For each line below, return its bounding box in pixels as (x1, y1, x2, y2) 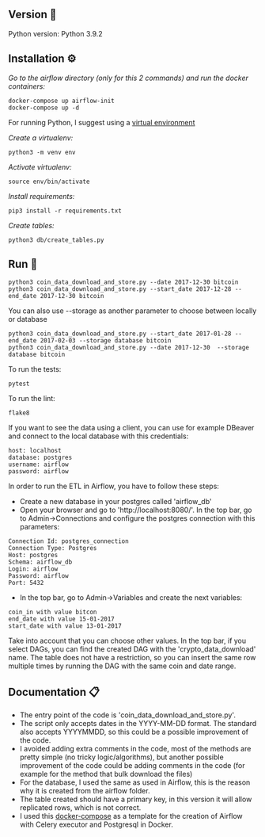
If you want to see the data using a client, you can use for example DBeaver (8, 423, 255, 433)
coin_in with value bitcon (8, 608, 97, 617)
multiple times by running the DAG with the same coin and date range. (8, 661, 237, 671)
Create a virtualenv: (8, 132, 74, 143)
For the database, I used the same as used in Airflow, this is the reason (19, 778, 251, 787)
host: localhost (8, 447, 62, 455)
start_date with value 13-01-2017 (8, 622, 123, 630)
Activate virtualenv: (8, 162, 72, 171)
